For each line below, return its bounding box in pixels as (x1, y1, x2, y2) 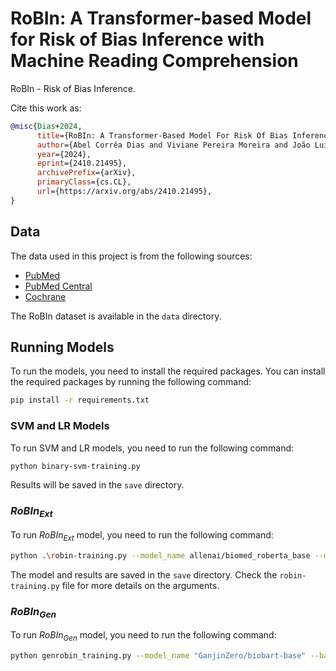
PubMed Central (24, 280, 93, 292)
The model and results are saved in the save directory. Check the (10, 568, 278, 581)
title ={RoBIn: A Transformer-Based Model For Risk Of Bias (36, 130, 288, 141)
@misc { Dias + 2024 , (10, 121, 83, 131)
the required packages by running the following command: (10, 376, 252, 388)
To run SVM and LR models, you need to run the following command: (10, 442, 295, 454)
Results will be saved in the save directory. (10, 479, 185, 491)
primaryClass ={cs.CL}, (36, 177, 132, 187)
